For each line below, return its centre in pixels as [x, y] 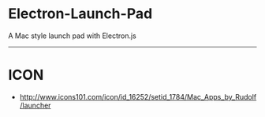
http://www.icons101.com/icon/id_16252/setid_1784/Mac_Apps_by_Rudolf [138, 96]
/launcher [35, 105]
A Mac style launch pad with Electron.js [72, 36]
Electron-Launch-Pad [80, 14]
